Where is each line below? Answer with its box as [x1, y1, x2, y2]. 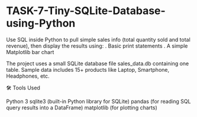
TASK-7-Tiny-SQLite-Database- [6, 4, 166, 18]
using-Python [6, 16, 76, 30]
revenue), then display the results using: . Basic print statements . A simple [6, 42, 188, 49]
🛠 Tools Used [6, 84, 40, 91]
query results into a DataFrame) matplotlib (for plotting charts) [6, 104, 158, 111]
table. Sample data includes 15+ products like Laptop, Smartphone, [6, 66, 170, 73]
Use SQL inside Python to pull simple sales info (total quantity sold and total [6, 36, 190, 43]
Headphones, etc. [6, 72, 50, 79]
